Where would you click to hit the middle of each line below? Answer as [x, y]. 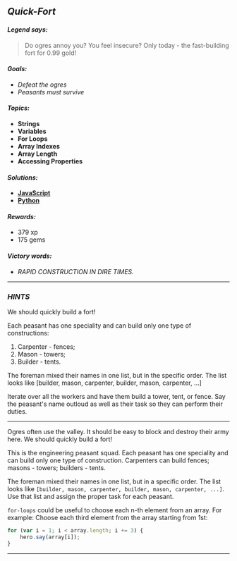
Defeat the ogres [42, 85]
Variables [32, 131]
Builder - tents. [39, 362]
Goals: [17, 69]
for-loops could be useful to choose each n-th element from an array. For [115, 510]
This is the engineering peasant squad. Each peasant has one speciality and [118, 452]
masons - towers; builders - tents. [56, 467]
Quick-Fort [32, 12]
